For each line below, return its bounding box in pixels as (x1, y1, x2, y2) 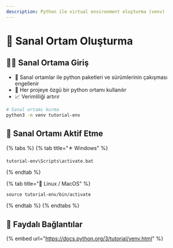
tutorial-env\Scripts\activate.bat (6, 158, 94, 164)
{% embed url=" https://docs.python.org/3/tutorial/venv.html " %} (6, 235, 164, 242)
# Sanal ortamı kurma (6, 106, 60, 113)
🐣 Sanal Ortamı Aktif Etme (6, 128, 103, 138)
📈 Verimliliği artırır (14, 93, 60, 100)
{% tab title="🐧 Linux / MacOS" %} (6, 180, 91, 187)
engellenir (14, 80, 40, 87)
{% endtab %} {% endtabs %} (6, 202, 80, 209)
